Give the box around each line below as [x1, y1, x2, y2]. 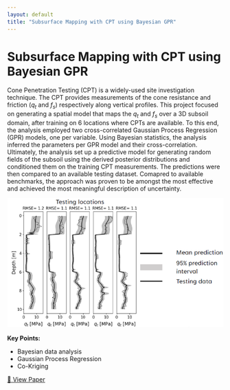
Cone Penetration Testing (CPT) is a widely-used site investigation [7, 86, 194, 94]
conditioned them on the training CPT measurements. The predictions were [7, 162, 220, 171]
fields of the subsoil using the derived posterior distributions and [7, 155, 190, 164]
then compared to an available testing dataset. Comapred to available [7, 170, 204, 178]
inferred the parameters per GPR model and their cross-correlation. [7, 141, 198, 149]
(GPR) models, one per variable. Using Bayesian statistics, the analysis [7, 133, 207, 142]
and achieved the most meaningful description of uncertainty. [7, 184, 182, 193]
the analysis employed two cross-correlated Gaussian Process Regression [7, 126, 218, 134]
